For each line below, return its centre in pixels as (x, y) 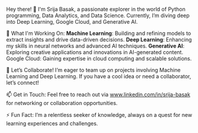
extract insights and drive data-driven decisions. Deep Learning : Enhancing (99, 39)
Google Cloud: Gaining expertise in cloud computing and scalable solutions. (99, 58)
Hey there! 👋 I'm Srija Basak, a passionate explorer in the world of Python (96, 9)
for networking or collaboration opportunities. (62, 103)
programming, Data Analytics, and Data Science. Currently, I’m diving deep (98, 15)
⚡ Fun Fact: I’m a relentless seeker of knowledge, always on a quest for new (99, 115)
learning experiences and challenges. (52, 123)
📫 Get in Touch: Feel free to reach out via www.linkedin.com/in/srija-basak (98, 94)
